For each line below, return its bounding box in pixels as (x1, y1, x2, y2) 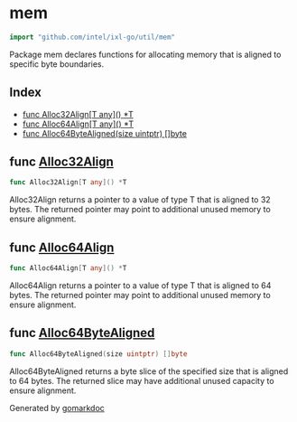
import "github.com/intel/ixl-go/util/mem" (9, 33, 176, 42)
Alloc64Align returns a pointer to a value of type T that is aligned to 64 (9, 280, 272, 291)
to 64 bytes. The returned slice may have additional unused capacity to (9, 375, 274, 386)
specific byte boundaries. (9, 58, 105, 70)
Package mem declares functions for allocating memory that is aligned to (9, 49, 282, 60)
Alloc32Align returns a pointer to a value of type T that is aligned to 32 (9, 194, 271, 205)
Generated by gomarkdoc (9, 402, 106, 413)
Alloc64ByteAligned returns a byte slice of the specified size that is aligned (9, 365, 289, 377)
